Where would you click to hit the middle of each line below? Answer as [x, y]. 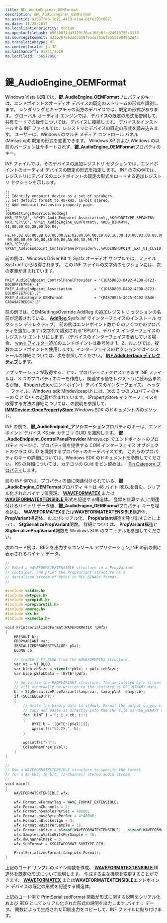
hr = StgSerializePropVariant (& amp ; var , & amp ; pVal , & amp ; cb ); [80, 692]
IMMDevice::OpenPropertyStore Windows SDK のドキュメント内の [75, 410]
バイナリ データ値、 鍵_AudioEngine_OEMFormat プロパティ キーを [86, 506]
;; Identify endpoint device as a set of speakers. [60, 196]
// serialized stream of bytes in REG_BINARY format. [62, 577]
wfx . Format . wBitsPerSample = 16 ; [49, 825]
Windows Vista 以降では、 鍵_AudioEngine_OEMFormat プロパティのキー [80, 97]
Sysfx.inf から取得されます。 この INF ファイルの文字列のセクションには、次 [83, 265]
